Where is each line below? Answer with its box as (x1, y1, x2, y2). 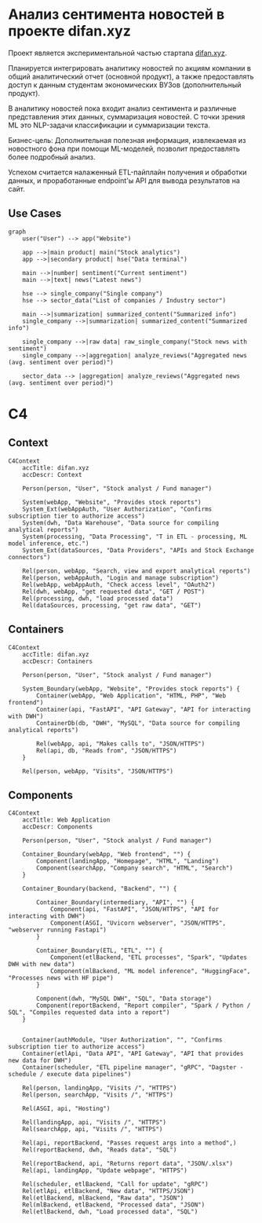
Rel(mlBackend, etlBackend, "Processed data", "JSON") (22, 1201, 206, 1209)
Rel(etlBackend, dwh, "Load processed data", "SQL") (22, 1208, 198, 1216)
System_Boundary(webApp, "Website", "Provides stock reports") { (22, 685, 241, 693)
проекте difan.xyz (8, 22, 131, 40)
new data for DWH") (8, 1056, 72, 1065)
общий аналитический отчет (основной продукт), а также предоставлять (8, 71, 254, 81)
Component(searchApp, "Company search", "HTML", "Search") (36, 864, 234, 873)
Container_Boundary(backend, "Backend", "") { (22, 885, 177, 893)
